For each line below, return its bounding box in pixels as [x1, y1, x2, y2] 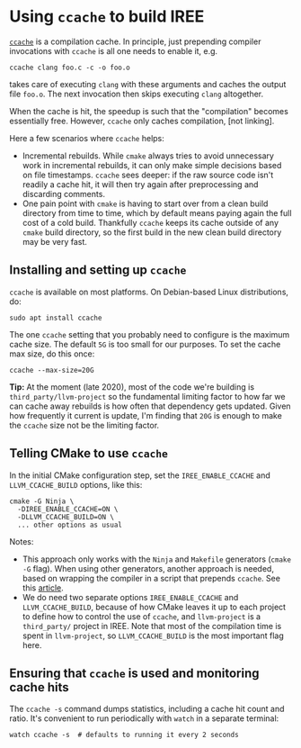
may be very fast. [22, 236, 88, 247]
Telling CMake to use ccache [9, 446, 168, 461]
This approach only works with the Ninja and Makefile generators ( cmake [22, 554, 292, 564]
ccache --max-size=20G [9, 365, 94, 374]
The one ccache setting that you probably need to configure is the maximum [9, 329, 290, 339]
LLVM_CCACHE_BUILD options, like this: [9, 479, 143, 490]
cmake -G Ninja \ [9, 497, 75, 506]
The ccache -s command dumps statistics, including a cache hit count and [9, 704, 285, 715]
